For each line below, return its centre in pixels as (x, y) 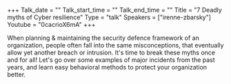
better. (17, 74)
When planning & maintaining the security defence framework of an (103, 38)
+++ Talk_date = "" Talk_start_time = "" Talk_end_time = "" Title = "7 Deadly (114, 10)
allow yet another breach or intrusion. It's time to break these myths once (111, 52)
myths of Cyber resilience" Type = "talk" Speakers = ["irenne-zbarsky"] (109, 17)
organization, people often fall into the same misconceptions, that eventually (115, 45)
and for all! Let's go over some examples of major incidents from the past (111, 60)
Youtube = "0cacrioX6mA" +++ (51, 24)
